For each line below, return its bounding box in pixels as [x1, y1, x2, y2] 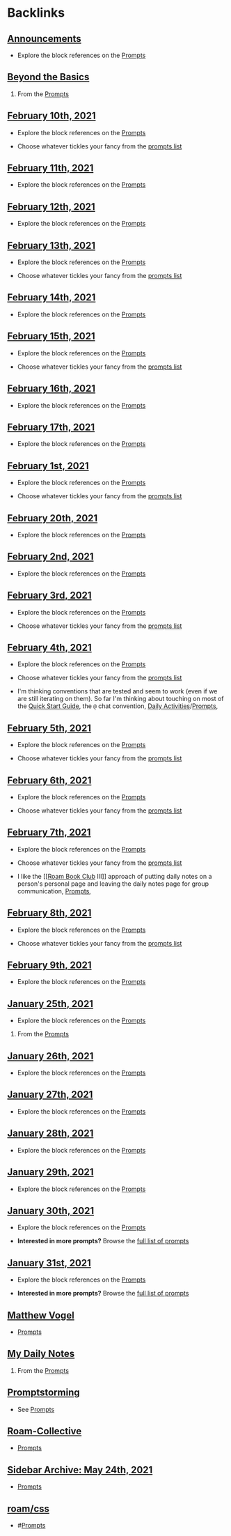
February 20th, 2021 [7, 512, 98, 524]
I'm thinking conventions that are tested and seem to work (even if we [17, 687, 218, 696]
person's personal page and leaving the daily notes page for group [17, 880, 209, 888]
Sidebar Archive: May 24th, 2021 [7, 1464, 153, 1475]
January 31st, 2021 [7, 1257, 92, 1269]
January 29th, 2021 [7, 1166, 94, 1178]
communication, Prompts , [17, 886, 92, 895]
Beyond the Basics [7, 71, 90, 83]
